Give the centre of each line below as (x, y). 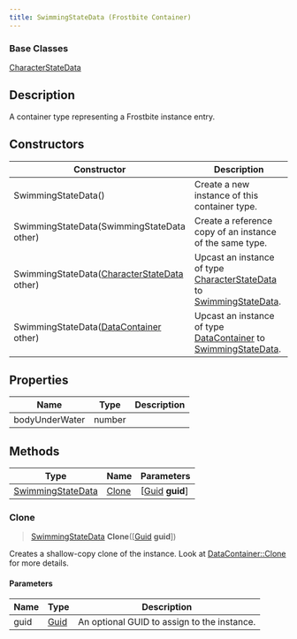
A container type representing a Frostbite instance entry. (112, 117)
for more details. (39, 563)
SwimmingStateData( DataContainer (88, 326)
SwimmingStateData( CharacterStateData (99, 273)
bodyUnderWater (49, 420)
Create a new (222, 184)
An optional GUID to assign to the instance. (167, 621)
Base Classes (39, 48)
